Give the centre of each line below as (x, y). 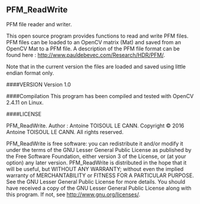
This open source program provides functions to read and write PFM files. (97, 36)
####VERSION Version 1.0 (39, 84)
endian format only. (30, 73)
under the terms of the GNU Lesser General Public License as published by (99, 150)
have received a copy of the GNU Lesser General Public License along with (99, 188)
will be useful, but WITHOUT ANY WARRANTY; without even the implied (95, 169)
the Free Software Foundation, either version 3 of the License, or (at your (96, 156)
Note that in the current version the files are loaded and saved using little (96, 66)
